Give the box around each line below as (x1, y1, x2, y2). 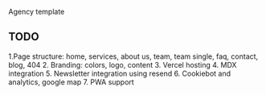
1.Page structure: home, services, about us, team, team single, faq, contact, (8, 52, 259, 61)
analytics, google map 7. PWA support (8, 76, 134, 87)
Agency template (8, 7, 65, 16)
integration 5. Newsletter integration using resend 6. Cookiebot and (8, 68, 231, 78)
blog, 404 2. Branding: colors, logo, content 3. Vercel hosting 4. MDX (8, 60, 237, 69)
